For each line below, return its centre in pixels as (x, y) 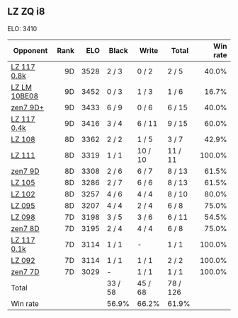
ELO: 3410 (22, 28)
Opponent (30, 50)
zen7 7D (25, 271)
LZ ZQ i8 (26, 12)
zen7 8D (25, 228)
